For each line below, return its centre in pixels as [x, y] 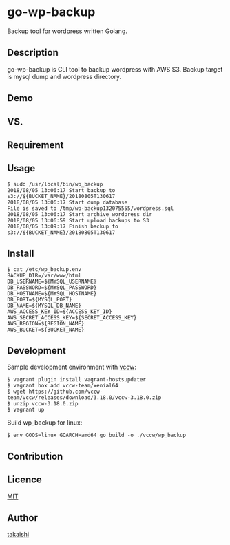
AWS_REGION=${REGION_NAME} [46, 323]
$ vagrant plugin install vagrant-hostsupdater [77, 380]
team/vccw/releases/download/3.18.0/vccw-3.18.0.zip [84, 398]
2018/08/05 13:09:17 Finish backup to [63, 226]
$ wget [17, 392]
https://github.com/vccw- [66, 392]
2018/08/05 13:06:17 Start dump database [67, 202]
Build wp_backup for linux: [45, 423]
